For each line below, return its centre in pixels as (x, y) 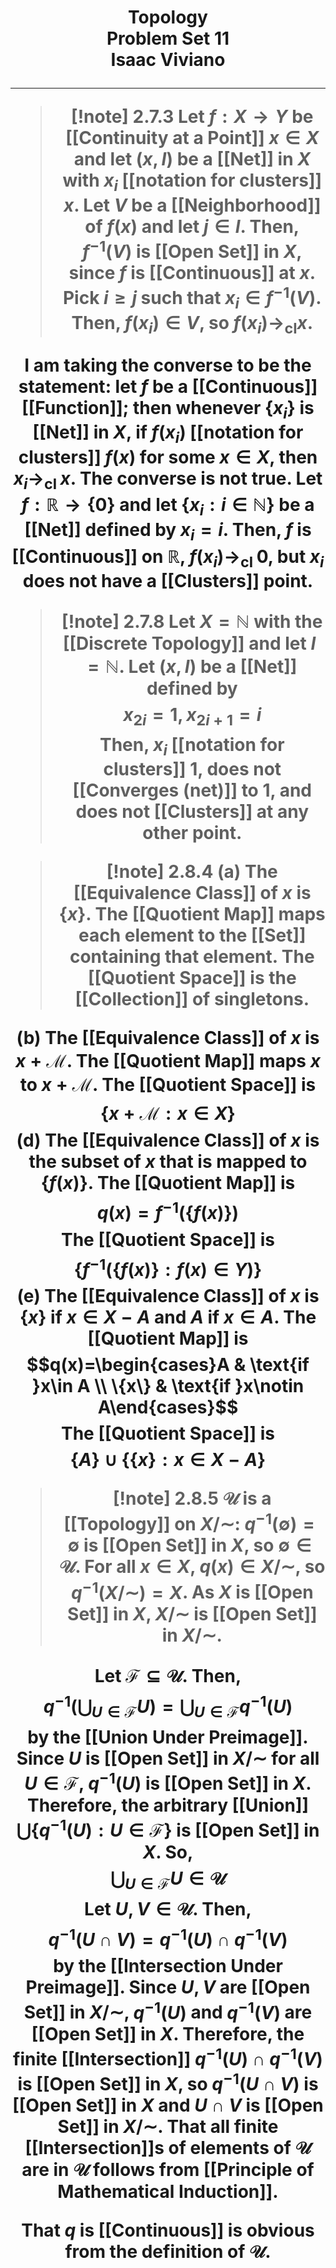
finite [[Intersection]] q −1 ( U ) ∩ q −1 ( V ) (168, 2057)
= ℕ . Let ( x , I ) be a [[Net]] (192, 667)
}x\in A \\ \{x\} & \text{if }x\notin (168, 1386)
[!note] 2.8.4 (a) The (192, 872)
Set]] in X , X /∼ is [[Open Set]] (192, 1613)
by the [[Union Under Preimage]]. (168, 1737)
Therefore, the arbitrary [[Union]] (168, 1805)
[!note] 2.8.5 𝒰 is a (192, 1498)
